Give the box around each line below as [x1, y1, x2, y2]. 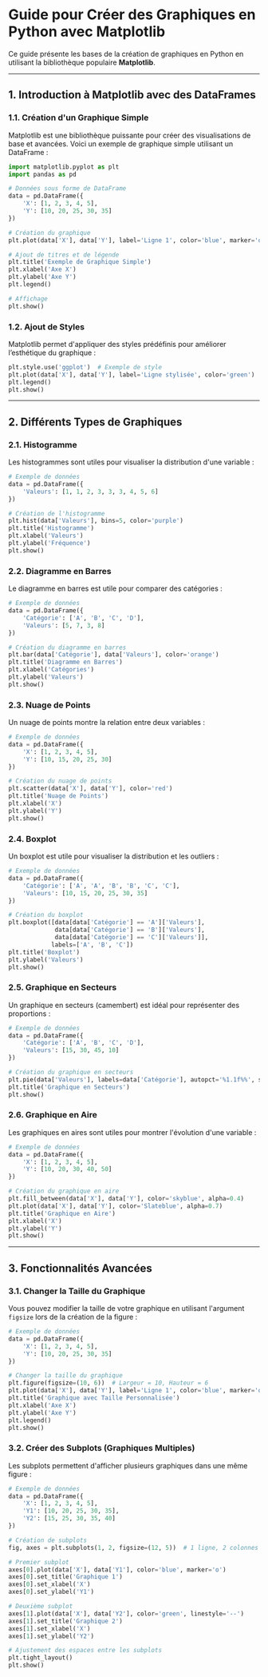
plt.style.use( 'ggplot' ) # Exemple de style [8, 363, 162, 371]
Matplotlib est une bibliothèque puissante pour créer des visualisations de [8, 130, 251, 140]
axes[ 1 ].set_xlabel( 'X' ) [8, 1624, 91, 1632]
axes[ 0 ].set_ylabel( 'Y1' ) [8, 1588, 94, 1596]
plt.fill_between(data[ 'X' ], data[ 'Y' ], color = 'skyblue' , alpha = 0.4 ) [8, 1195, 245, 1203]
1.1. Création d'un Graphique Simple [8, 112, 149, 123]
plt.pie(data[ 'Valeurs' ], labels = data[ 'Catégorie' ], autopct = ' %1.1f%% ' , [8, 1075, 255, 1084]
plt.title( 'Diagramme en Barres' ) [8, 658, 124, 667]
